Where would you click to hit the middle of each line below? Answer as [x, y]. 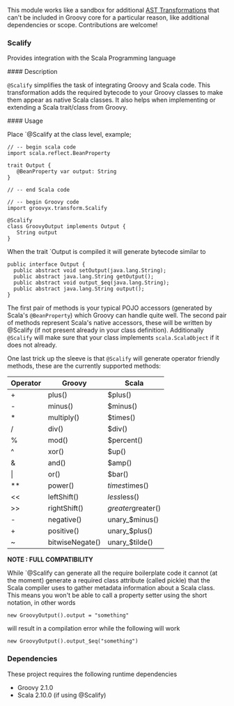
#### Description [32, 72]
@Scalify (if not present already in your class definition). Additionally [106, 330]
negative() [65, 520]
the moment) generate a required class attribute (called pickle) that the [109, 580]
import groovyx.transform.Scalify [57, 209]
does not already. [32, 345]
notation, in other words [41, 603]
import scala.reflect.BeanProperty [59, 153]
